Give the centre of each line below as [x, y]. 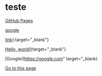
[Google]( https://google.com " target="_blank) [51, 58]
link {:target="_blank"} [27, 39]
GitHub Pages [19, 21]
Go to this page [21, 68]
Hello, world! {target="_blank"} [36, 49]
